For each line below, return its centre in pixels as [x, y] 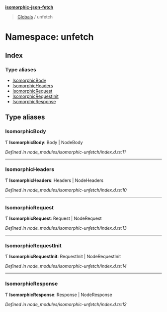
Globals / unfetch [35, 17]
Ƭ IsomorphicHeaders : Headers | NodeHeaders [54, 180]
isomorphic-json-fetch [29, 7]
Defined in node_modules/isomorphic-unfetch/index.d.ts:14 [66, 266]
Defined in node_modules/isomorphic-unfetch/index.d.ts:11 [65, 152]
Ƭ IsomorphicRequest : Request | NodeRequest [53, 218]
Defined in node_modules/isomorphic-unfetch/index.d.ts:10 [66, 190]
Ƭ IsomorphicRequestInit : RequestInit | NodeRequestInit [63, 257]
